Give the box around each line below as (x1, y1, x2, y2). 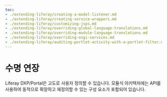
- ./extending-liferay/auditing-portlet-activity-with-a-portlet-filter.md (5, 40, 166, 45)
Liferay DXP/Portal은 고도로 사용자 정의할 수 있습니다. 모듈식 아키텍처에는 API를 (5, 80, 161, 86)
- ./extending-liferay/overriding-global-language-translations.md (5, 26, 148, 31)
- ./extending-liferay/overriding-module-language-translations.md (5, 30, 148, 35)
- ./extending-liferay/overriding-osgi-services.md (5, 35, 114, 40)
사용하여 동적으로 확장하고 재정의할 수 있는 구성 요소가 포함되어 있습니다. (5, 86, 146, 92)
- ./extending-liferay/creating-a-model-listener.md (5, 12, 117, 17)
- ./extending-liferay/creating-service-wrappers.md (5, 16, 117, 21)
